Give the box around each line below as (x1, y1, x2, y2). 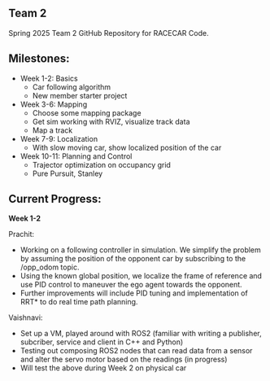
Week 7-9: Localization (20, 134, 98, 143)
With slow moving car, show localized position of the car (32, 142, 222, 152)
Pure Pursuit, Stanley (32, 169, 103, 178)
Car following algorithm (32, 81, 111, 92)
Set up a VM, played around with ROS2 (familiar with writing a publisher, (20, 329, 262, 339)
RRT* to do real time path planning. (20, 297, 138, 307)
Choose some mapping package (32, 107, 142, 117)
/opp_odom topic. (20, 262, 80, 272)
